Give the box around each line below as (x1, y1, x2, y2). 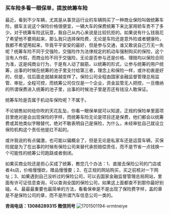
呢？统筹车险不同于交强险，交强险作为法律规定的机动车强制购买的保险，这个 (5, 48, 164, 55)
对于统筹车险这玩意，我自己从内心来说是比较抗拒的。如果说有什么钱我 (14, 29, 159, 36)
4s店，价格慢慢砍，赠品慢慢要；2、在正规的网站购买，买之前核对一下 (9, 167, 154, 173)
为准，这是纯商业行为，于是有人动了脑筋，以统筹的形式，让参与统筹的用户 (5, 61, 159, 67)
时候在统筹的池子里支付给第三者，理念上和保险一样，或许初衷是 (27, 67, 159, 74)
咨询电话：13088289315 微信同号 (5, 203, 75, 209)
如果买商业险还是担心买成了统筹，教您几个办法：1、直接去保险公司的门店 (5, 161, 157, 167)
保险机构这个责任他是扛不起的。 (5, 127, 71, 133)
